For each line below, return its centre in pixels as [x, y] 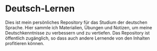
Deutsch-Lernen [40, 9]
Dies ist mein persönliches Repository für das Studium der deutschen [76, 22]
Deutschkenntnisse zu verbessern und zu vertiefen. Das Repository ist [78, 33]
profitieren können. [25, 43]
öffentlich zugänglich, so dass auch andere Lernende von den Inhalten [78, 38]
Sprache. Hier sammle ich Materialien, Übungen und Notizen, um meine [79, 27]
